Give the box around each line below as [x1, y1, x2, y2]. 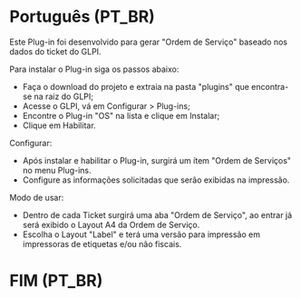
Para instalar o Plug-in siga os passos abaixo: [9, 64, 180, 74]
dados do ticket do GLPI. [9, 45, 102, 56]
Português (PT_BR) [9, 6, 156, 27]
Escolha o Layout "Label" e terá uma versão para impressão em [22, 229, 261, 240]
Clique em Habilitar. [22, 120, 97, 131]
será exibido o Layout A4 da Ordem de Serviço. [22, 219, 200, 230]
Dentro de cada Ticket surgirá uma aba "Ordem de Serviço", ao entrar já [22, 209, 293, 220]
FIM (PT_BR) [9, 271, 103, 292]
